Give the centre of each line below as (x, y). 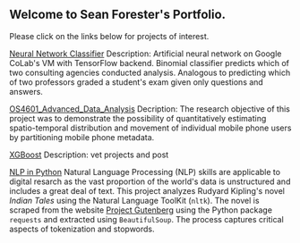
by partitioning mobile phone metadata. (82, 137)
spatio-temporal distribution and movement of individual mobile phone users (150, 128)
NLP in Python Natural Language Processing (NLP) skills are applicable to (145, 172)
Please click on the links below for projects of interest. (109, 36)
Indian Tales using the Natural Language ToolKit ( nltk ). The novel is (134, 200)
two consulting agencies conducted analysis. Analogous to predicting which (150, 72)
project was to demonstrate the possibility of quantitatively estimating (138, 118)
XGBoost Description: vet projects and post (89, 155)
